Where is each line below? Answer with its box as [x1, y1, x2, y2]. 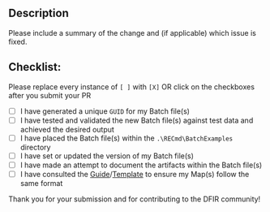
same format [19, 179, 63, 188]
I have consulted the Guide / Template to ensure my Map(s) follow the [19, 169, 250, 179]
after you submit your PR [8, 90, 92, 100]
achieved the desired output [19, 124, 115, 134]
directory [19, 142, 51, 152]
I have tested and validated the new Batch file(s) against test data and [19, 115, 254, 125]
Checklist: [8, 60, 62, 74]
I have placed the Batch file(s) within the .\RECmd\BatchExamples [19, 133, 234, 143]
